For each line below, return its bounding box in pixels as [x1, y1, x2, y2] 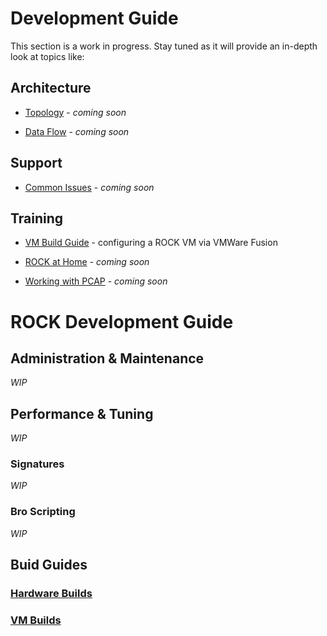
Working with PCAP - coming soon [24, 275, 168, 287]
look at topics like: [10, 50, 85, 62]
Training [10, 210, 64, 227]
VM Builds [10, 613, 62, 627]
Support [10, 155, 63, 172]
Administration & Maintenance [10, 350, 205, 367]
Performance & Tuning [10, 405, 154, 422]
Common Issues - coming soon [24, 181, 155, 193]
